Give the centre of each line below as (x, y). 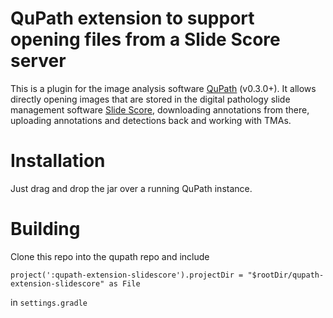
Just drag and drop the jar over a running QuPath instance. (131, 188)
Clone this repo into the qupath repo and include (110, 256)
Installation (58, 161)
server (38, 61)
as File (124, 283)
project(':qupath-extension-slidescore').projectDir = (127, 275)
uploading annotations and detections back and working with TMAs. (151, 120)
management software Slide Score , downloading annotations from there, (160, 109)
